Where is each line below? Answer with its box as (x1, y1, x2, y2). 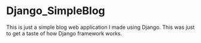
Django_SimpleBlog (6, 4, 106, 18)
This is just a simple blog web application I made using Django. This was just (6, 24, 195, 31)
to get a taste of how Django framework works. (6, 29, 123, 37)
